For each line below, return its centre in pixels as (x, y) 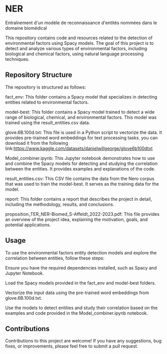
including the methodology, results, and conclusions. (60, 204)
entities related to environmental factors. (47, 102)
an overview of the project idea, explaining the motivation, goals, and (76, 219)
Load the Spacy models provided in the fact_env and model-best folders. (81, 283)
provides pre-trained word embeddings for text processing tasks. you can (81, 138)
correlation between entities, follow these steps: (55, 258)
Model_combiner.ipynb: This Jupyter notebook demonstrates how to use (80, 158)
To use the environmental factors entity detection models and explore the (81, 252)
